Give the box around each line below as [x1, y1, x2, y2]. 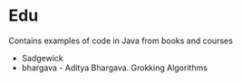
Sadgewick [21, 52, 64, 63]
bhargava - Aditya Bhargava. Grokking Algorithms [21, 62, 208, 73]
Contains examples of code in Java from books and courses [8, 35, 233, 46]
